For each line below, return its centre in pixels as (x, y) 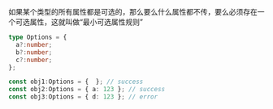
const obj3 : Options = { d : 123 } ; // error (83, 97)
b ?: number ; (34, 52)
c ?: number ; (34, 60)
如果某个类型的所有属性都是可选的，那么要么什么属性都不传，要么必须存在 (133, 12)
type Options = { (38, 37)
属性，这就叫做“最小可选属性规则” (87, 22)
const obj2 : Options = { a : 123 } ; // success (87, 90)
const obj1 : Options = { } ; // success (76, 82)
